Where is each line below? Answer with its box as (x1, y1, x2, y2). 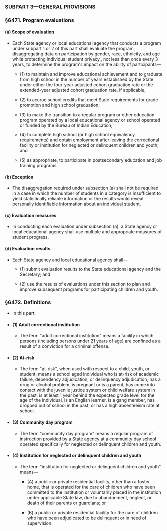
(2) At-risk (12, 355, 35, 361)
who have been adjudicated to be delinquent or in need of (27, 515, 147, 521)
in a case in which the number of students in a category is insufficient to (12, 190, 161, 196)
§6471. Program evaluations (5, 16, 74, 23)
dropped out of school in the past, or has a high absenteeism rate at (19, 402, 160, 409)
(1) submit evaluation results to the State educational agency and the (19, 266, 161, 272)
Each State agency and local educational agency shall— (12, 257, 128, 263)
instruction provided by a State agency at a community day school (19, 436, 156, 442)
